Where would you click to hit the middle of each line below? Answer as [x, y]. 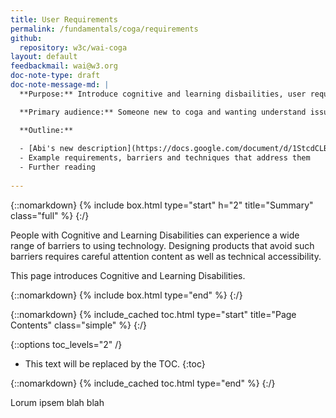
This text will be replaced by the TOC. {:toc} [115, 363]
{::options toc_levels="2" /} [66, 344]
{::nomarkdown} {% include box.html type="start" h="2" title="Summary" [162, 205]
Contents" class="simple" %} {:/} [78, 325]
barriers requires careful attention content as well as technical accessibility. [166, 256]
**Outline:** [46, 130]
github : [26, 38]
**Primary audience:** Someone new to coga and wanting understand [163, 112]
